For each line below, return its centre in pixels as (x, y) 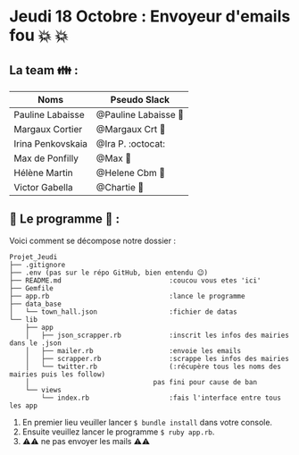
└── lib (24, 319)
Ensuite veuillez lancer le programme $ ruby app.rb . (118, 432)
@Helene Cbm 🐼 (131, 173)
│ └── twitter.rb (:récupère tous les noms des (153, 367)
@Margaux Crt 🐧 (131, 129)
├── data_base (36, 304)
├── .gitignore (37, 265)
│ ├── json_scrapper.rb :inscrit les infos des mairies (158, 335)
